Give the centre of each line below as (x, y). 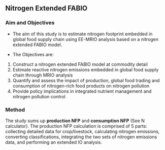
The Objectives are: (33, 54)
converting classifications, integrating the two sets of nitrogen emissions (81, 137)
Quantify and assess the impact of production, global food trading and (86, 80)
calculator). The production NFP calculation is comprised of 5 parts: (76, 126)
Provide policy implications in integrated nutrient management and (82, 91)
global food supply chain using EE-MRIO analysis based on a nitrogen (86, 39)
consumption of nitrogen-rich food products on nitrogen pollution (81, 86)
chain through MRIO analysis (43, 75)
